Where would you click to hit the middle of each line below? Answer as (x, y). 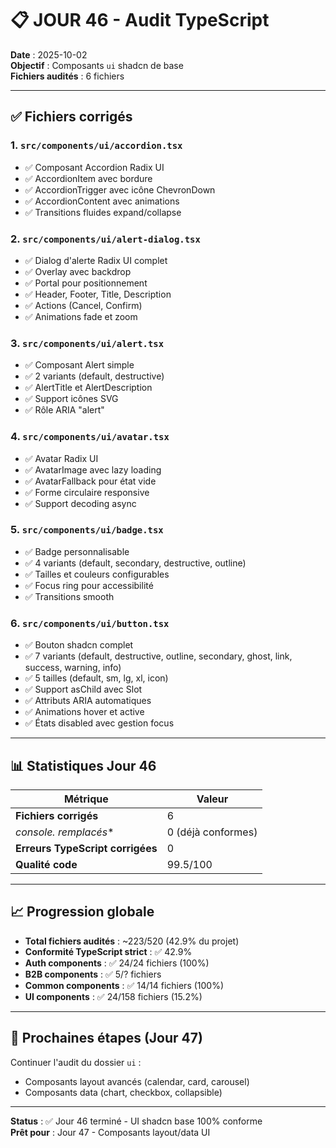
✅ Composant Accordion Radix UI (94, 167)
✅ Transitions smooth (69, 596)
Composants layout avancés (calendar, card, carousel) (137, 1081)
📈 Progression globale (82, 912)
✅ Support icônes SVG (71, 399)
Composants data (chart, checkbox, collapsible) (123, 1092)
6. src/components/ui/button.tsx (90, 623)
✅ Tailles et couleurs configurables (97, 574)
